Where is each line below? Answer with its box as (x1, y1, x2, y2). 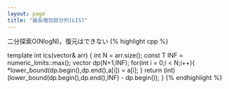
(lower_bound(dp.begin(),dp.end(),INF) (7, 73, 120, 81)
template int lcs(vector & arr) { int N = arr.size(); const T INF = (7, 50, 183, 60)
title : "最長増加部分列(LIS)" (7, 17, 88, 24)
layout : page (7, 10, 46, 18)
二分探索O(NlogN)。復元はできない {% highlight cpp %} (7, 36, 169, 46)
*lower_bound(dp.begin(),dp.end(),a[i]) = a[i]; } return (7, 66, 162, 74)
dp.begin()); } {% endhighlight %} (125, 73, 223, 81)
